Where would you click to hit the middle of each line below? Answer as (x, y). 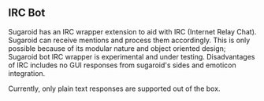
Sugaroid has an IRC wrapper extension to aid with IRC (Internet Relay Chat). (132, 31)
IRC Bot (27, 13)
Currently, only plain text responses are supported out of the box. (114, 88)
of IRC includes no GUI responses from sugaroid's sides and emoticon (122, 65)
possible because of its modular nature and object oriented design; (117, 48)
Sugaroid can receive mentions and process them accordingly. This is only (129, 40)
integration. (27, 73)
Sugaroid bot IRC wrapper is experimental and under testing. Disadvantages (132, 56)
